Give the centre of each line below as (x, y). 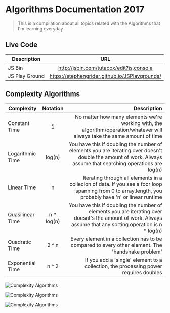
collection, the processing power (123, 266)
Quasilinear (21, 214)
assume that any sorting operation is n (117, 224)
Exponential (22, 263)
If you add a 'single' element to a (124, 260)
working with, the (142, 123)
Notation (53, 108)
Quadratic (19, 242)
